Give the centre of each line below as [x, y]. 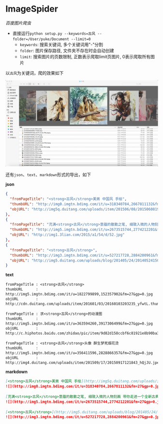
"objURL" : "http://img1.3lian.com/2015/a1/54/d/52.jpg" [67, 235]
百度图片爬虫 [18, 23]
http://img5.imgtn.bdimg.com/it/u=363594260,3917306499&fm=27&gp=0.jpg [79, 324]
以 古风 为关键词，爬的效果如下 [35, 73]
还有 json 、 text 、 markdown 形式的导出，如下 [48, 175]
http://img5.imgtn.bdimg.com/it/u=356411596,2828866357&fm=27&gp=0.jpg [79, 353]
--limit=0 [81, 39]
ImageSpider [32, 9]
